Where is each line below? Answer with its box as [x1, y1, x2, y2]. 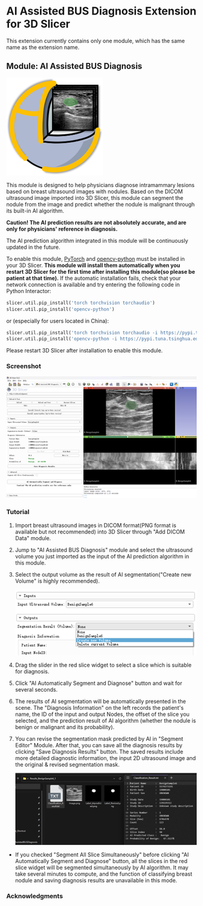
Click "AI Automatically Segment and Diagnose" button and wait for [14, 679, 182, 687]
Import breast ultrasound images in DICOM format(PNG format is [14, 521, 176, 529]
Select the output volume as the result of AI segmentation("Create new [14, 570, 192, 578]
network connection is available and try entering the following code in [6, 280, 180, 288]
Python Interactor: [6, 287, 51, 294]
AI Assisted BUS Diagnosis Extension [6, 4, 197, 18]
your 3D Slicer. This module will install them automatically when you [6, 262, 181, 269]
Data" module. [14, 534, 51, 541]
